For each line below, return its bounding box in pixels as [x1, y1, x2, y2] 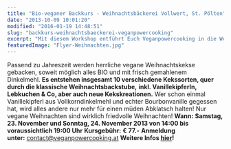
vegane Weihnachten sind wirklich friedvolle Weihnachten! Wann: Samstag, [7, 112, 223, 120]
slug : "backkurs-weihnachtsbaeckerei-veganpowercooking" [7, 29, 174, 36]
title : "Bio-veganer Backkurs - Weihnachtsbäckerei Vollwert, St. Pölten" [7, 10, 226, 17]
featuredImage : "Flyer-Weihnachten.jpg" [7, 42, 125, 49]
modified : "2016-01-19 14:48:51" [7, 23, 103, 30]
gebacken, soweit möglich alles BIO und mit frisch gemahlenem [7, 68, 188, 76]
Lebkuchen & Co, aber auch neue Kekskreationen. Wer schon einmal [7, 90, 206, 98]
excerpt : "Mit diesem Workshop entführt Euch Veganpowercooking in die [7, 36, 217, 43]
